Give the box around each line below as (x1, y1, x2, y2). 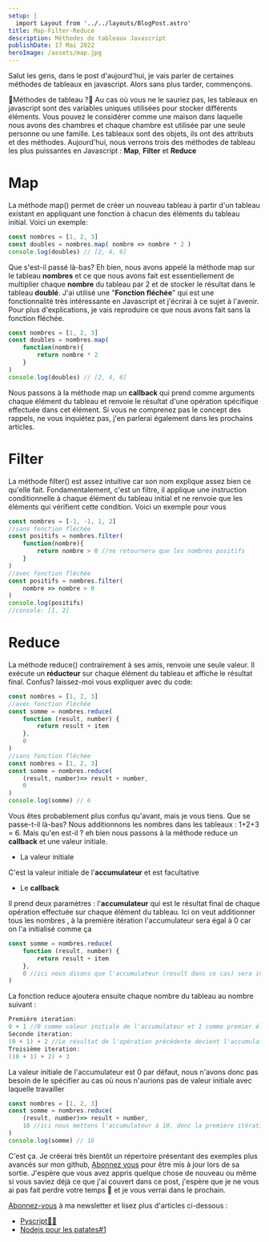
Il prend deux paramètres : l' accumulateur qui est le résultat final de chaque (8, 899, 260, 908)
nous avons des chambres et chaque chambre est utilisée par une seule (8, 121, 246, 130)
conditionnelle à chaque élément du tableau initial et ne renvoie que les (8, 493, 243, 503)
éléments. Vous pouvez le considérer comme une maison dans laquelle (8, 112, 243, 121)
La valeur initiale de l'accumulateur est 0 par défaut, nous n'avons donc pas (8, 1067, 259, 1076)
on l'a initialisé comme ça (8, 924, 92, 934)
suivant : (8, 1000, 37, 1009)
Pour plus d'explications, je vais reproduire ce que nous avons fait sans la (8, 305, 251, 315)
